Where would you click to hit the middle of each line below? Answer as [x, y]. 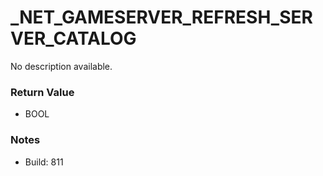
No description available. [61, 66]
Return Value [42, 92]
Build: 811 [44, 162]
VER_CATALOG [73, 38]
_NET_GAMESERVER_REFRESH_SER [161, 17]
